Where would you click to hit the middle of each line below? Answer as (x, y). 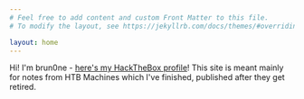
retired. (23, 87)
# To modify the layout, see (64, 26)
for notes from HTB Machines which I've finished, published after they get (147, 77)
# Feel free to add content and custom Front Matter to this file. (139, 18)
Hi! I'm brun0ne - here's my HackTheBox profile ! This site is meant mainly (147, 67)
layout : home (34, 42)
